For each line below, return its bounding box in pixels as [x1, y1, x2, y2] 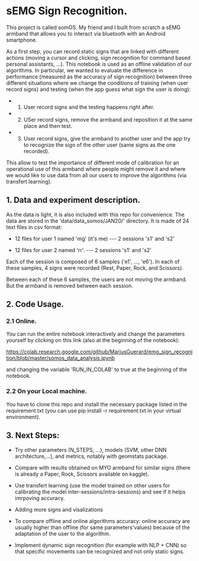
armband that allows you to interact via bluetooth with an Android [6, 30, 166, 37]
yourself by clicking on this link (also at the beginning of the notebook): [6, 337, 179, 344]
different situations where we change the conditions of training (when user [6, 79, 188, 87]
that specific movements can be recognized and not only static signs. [14, 547, 185, 555]
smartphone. [6, 36, 37, 43]
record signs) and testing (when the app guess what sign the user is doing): [6, 85, 191, 93]
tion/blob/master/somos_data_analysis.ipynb [6, 355, 115, 362]
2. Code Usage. [6, 299, 64, 310]
